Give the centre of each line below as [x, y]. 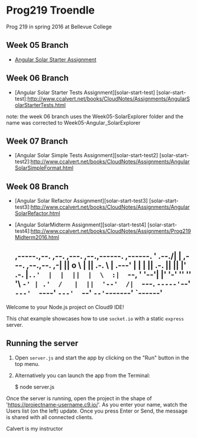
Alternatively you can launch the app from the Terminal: [83, 375]
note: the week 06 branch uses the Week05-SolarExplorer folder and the [95, 116]
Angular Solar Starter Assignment [55, 59]
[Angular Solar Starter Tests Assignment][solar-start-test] [85, 92]
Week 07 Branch [37, 141]
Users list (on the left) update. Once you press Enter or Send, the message [97, 411]
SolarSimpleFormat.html [44, 168]
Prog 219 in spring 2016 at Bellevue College [59, 27]
